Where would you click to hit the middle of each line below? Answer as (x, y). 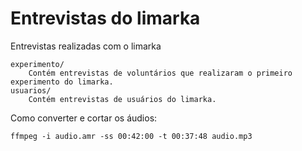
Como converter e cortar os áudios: (84, 118)
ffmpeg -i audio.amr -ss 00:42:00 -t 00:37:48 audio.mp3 (131, 136)
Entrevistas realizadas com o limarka (86, 46)
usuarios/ (31, 90)
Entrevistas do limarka (105, 18)
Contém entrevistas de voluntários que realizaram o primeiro (160, 73)
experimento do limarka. (62, 82)
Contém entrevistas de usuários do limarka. (122, 99)
